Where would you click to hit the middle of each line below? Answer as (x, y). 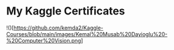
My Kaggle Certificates (66, 11)
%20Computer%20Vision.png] (45, 40)
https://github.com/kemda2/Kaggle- (59, 28)
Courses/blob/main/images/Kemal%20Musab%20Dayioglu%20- (87, 34)
